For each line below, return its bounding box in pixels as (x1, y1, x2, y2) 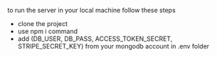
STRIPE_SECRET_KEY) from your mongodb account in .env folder (17, 42, 210, 50)
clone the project (17, 20, 68, 27)
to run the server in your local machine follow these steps (7, 6, 176, 14)
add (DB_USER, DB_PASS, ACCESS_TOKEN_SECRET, (17, 34, 173, 43)
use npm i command (17, 27, 78, 35)
